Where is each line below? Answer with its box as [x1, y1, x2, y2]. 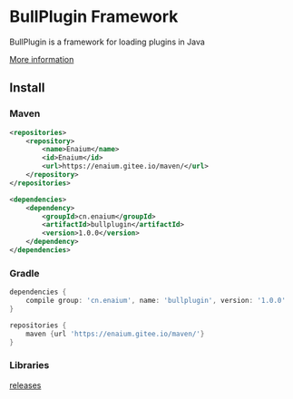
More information [9, 54, 74, 64]
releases [9, 379, 42, 391]
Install [9, 80, 45, 96]
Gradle [9, 267, 40, 279]
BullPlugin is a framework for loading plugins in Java [9, 36, 206, 47]
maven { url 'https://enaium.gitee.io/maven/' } [25, 329, 205, 338]
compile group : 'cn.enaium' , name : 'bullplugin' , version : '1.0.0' [25, 297, 286, 306]
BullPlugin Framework [9, 6, 179, 27]
